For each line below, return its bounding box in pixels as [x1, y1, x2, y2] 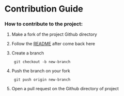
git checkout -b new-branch [14, 59, 71, 65]
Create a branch [11, 50, 44, 56]
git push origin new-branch [14, 77, 71, 82]
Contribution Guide [4, 3, 83, 14]
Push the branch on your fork [11, 68, 71, 74]
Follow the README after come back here [11, 41, 95, 47]
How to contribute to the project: [4, 21, 83, 27]
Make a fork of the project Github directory [11, 31, 97, 37]
